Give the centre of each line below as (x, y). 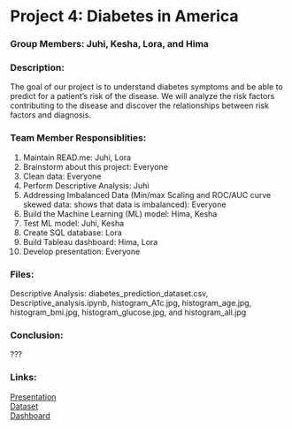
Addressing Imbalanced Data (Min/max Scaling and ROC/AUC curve (147, 195)
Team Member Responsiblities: (78, 138)
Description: (37, 68)
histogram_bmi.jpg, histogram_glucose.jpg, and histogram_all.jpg (128, 312)
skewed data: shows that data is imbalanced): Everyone (124, 204)
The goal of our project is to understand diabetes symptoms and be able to (147, 87)
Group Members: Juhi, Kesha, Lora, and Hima (109, 44)
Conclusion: (37, 335)
